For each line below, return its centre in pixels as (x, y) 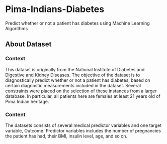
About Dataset (28, 44)
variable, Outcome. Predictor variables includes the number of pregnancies (83, 130)
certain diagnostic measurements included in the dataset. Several (73, 85)
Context (15, 59)
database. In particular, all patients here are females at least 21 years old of (83, 96)
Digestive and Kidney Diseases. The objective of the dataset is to (73, 75)
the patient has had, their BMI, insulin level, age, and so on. (66, 136)
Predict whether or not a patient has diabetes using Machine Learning (77, 23)
